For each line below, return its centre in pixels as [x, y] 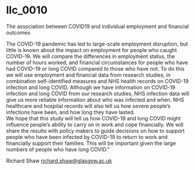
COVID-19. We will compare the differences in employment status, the [90, 56]
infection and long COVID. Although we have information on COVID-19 [91, 87]
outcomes [18, 32]
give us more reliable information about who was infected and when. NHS [95, 99]
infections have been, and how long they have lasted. [70, 112]
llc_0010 [27, 10]
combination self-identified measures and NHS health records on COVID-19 [97, 81]
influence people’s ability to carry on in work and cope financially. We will [95, 124]
